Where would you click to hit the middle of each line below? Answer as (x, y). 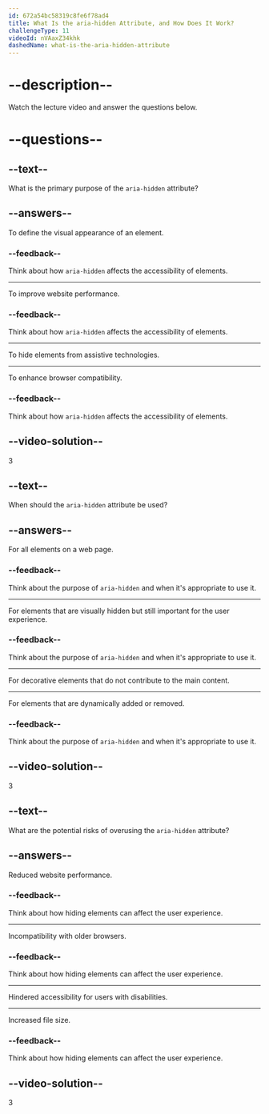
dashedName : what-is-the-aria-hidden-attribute (89, 46)
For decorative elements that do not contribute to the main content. (119, 680)
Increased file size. (39, 1020)
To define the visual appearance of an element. (86, 232)
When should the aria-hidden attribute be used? (88, 505)
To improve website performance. (64, 294)
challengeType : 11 (39, 30)
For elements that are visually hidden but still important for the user (119, 611)
